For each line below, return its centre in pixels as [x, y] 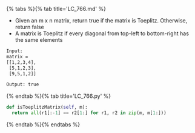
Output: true [23, 84]
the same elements [39, 40]
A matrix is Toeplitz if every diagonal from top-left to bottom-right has [102, 33]
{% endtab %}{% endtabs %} [43, 124]
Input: [15, 51]
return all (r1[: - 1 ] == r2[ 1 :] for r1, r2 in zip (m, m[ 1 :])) [89, 113]
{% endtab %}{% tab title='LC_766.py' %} [59, 96]
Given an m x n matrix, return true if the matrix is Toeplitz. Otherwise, [101, 20]
